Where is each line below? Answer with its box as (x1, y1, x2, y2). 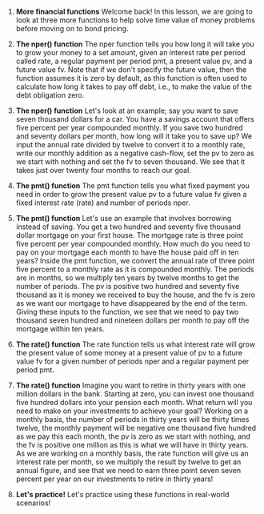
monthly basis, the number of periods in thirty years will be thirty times (15, 415, 250, 424)
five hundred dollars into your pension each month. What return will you (15, 398, 253, 407)
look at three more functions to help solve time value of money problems (15, 15, 256, 25)
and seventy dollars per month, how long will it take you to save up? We (15, 131, 253, 141)
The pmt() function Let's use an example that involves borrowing (15, 214, 232, 223)
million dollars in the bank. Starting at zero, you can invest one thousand (15, 389, 254, 399)
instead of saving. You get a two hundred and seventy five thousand (15, 222, 242, 231)
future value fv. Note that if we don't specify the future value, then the (15, 65, 247, 74)
